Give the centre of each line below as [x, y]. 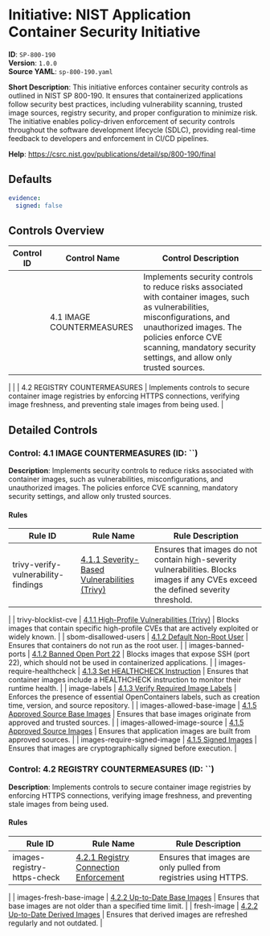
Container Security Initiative [104, 32]
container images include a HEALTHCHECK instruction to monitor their [125, 680]
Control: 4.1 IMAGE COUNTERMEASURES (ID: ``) [103, 453]
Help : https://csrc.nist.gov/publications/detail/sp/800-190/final [112, 154]
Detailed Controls [53, 430]
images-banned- [217, 646]
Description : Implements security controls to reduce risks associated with [131, 470]
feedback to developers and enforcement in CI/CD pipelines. [108, 138]
